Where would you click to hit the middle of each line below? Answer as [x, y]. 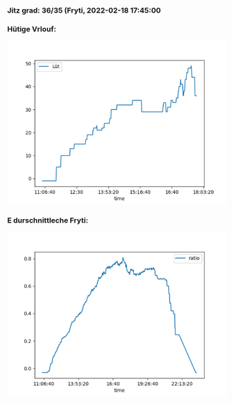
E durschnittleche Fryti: [48, 220]
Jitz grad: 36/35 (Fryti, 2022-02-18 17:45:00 [84, 10]
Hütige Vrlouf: [32, 29]
